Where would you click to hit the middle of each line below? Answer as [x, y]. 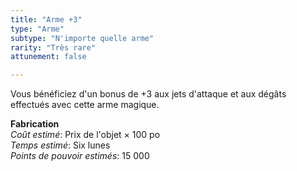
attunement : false [48, 57]
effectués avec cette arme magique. [85, 105]
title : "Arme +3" [46, 19]
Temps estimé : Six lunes [60, 145]
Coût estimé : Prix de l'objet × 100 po [85, 135]
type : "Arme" [37, 29]
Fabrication [35, 124]
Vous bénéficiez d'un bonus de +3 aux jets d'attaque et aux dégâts [148, 94]
